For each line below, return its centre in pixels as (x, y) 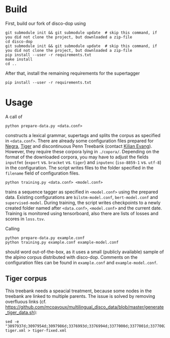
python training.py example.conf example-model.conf (62, 242)
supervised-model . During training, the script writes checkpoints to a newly (83, 202)
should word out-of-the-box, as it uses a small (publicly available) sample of (85, 252)
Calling (13, 228)
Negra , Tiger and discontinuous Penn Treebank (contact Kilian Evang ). (79, 146)
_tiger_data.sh (20, 312)
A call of (14, 116)
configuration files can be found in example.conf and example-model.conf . (81, 262)
